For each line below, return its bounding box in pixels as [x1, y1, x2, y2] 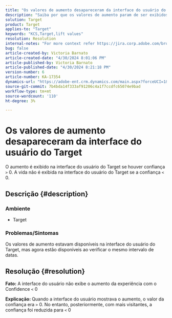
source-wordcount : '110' [5, 93, 58, 99]
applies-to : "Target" [5, 27, 52, 32]
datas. [5, 252, 19, 258]
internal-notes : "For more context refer [5, 41, 95, 46]
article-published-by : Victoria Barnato [5, 60, 93, 65]
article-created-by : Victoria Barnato [5, 50, 88, 55]
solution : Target [5, 17, 42, 22]
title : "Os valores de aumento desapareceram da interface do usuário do [5, 7, 166, 13]
